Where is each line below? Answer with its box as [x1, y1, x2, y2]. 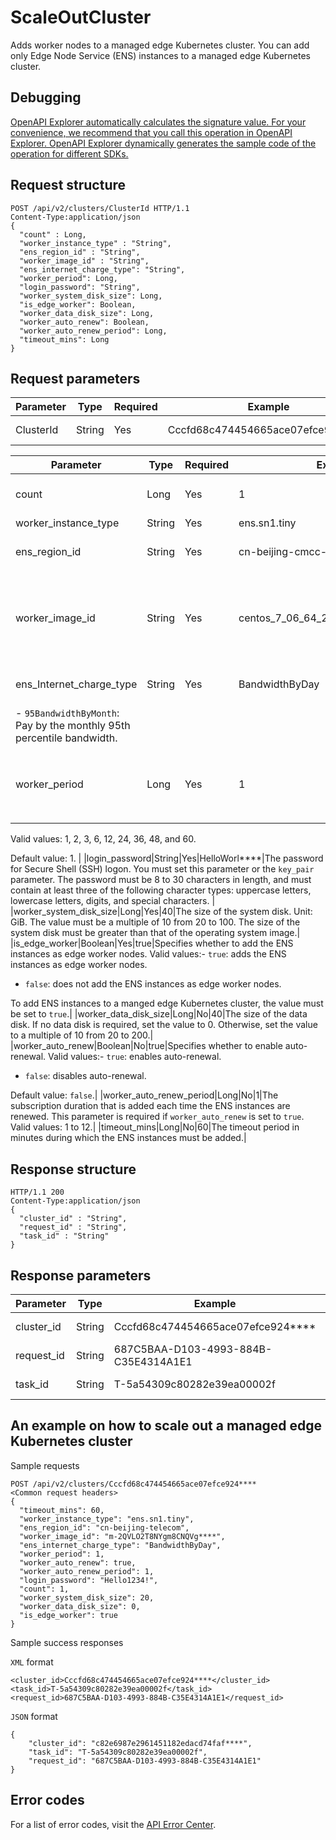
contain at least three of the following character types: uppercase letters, [10, 884, 312, 896]
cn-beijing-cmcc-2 [238, 545, 334, 559]
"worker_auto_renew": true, [19, 1557, 137, 1568]
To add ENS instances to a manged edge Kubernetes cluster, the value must [10, 997, 324, 1010]
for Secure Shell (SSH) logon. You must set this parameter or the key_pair [10, 863, 315, 875]
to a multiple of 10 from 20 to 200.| [10, 1029, 154, 1041]
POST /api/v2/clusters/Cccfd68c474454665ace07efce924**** [10, 1479, 257, 1489]
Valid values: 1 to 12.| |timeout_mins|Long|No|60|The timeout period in [10, 1121, 300, 1133]
